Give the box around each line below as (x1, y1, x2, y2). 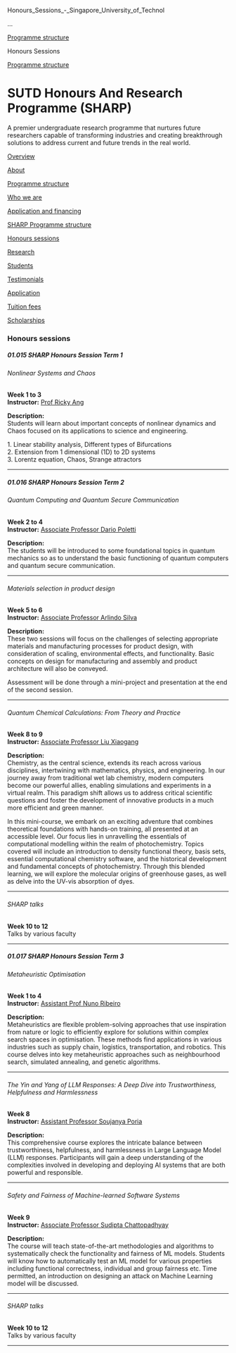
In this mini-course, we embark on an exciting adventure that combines (7, 817, 214, 826)
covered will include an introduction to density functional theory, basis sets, (7, 847, 226, 855)
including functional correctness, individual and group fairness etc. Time (7, 1264, 218, 1273)
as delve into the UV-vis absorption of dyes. (7, 877, 135, 886)
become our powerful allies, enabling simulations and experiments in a (7, 781, 211, 790)
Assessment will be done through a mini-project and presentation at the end (7, 678, 228, 686)
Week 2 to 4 (7, 518, 44, 526)
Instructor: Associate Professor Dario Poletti (7, 525, 136, 534)
